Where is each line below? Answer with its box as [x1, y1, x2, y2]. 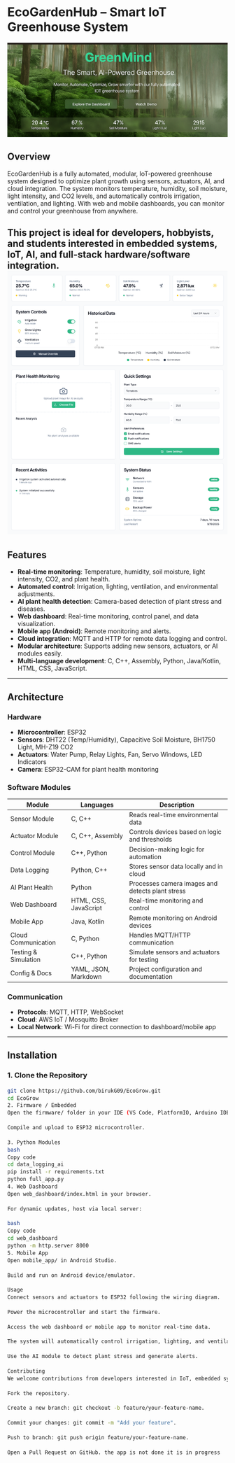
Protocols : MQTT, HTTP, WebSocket [17, 1008, 124, 1017]
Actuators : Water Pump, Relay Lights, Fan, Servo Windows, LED [17, 750, 203, 758]
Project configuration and [129, 965, 203, 973]
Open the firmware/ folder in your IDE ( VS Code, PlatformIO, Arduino [7, 1110, 218, 1117]
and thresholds [129, 835, 173, 844]
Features [7, 549, 47, 560]
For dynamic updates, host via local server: [7, 1205, 142, 1213]
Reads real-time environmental [129, 811, 219, 819]
